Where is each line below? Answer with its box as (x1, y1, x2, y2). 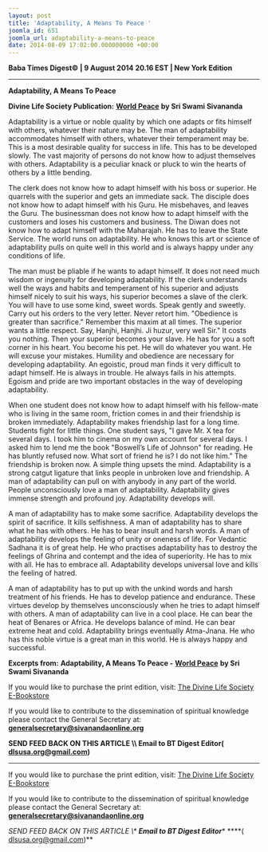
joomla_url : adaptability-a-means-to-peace (8, 33, 156, 42)
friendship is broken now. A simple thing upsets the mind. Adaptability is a (8, 460, 251, 469)
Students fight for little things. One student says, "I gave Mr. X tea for (8, 426, 235, 435)
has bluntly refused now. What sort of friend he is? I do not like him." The (8, 451, 248, 461)
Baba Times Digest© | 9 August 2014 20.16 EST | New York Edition (8, 63, 233, 73)
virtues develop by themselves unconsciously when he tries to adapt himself (8, 601, 260, 611)
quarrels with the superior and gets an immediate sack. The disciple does (8, 192, 250, 202)
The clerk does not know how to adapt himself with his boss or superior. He (8, 183, 257, 193)
